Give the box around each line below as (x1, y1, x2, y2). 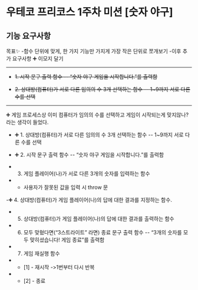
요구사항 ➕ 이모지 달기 (12, 55, 64, 62)
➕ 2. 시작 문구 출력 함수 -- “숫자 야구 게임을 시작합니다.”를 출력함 (14, 152, 164, 158)
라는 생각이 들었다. (6, 119, 49, 125)
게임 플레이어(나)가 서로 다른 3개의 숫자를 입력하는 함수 (23, 170, 150, 177)
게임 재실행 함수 (23, 250, 60, 257)
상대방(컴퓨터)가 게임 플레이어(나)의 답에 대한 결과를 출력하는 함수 (23, 215, 175, 222)
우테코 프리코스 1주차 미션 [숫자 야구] (6, 5, 173, 19)
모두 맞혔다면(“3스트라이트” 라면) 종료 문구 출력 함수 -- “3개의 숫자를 (23, 229, 182, 236)
